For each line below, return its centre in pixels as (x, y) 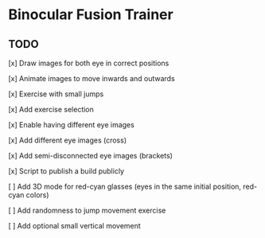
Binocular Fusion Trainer (91, 15)
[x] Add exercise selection (51, 109)
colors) (37, 195)
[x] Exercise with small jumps (56, 94)
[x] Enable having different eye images (72, 125)
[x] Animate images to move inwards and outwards (92, 78)
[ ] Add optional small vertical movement (74, 226)
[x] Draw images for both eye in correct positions (89, 63)
